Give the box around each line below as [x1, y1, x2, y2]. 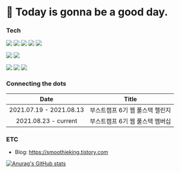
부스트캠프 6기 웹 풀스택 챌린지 [89, 106, 172, 114]
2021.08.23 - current [15, 116, 78, 125]
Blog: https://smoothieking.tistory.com [14, 149, 108, 156]
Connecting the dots [6, 80, 66, 88]
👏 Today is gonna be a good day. [6, 5, 168, 19]
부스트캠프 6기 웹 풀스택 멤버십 [89, 117, 172, 125]
